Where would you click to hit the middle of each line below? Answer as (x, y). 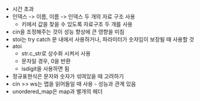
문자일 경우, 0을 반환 (46, 61)
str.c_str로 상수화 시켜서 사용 (56, 53)
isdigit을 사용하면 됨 (45, 68)
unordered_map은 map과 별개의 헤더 (57, 91)
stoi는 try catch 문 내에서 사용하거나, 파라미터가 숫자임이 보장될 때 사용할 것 (103, 39)
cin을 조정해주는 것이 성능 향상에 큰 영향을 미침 (68, 32)
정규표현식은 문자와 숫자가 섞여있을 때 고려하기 (68, 76)
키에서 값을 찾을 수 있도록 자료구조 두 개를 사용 (77, 24)
